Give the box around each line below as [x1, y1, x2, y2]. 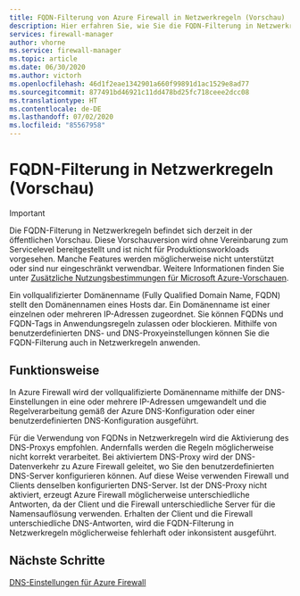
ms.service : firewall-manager [9, 46, 122, 55]
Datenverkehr [9, 460, 60, 471]
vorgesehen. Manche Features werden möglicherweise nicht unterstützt [9, 253, 274, 264]
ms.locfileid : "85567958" [9, 121, 105, 130]
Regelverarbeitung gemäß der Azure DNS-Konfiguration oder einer [9, 405, 255, 416]
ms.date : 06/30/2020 [9, 63, 87, 72]
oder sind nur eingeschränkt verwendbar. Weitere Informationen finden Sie [9, 262, 285, 273]
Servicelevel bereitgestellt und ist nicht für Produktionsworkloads [9, 244, 250, 254]
